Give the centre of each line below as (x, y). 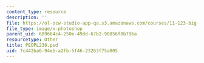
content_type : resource (36, 12)
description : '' (27, 17)
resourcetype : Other (32, 40)
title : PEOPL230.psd (32, 46)
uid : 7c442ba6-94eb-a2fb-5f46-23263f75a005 (62, 51)
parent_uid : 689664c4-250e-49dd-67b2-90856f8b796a (72, 34)
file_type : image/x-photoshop (45, 28)
